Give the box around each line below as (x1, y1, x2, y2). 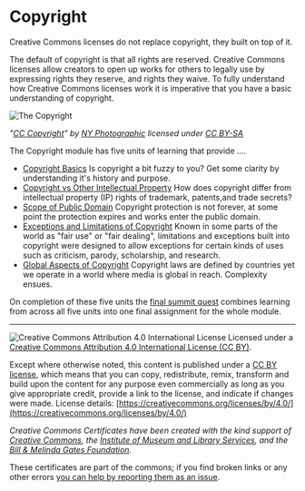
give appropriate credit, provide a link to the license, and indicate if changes (9, 388, 294, 398)
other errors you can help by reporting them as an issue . (9, 471, 221, 482)
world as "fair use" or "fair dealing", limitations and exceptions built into (22, 230, 290, 241)
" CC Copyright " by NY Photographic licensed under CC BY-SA (9, 127, 243, 138)
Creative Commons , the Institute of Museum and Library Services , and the (9, 434, 289, 446)
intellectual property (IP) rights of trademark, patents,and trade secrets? (22, 191, 292, 202)
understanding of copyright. (9, 93, 114, 103)
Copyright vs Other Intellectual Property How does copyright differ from (22, 182, 292, 192)
